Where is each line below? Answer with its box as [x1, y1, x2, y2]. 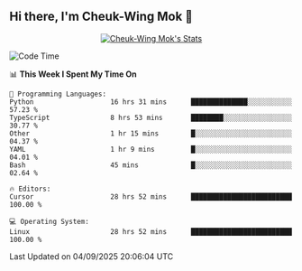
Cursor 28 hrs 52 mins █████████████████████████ [9, 192, 293, 201]
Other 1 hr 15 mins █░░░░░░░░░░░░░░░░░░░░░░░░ [9, 128, 293, 138]
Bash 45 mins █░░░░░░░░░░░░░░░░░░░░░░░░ [9, 160, 293, 170]
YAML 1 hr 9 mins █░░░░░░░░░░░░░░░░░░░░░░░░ [9, 145, 293, 154]
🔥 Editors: [9, 184, 51, 193]
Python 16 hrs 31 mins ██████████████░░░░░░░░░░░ [9, 97, 293, 107]
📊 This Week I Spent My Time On [9, 69, 137, 79]
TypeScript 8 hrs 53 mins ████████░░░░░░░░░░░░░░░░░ [9, 113, 293, 122]
